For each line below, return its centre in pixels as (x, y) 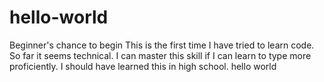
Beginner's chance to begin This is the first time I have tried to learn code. (162, 45)
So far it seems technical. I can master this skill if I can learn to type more (160, 55)
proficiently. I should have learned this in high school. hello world (143, 66)
